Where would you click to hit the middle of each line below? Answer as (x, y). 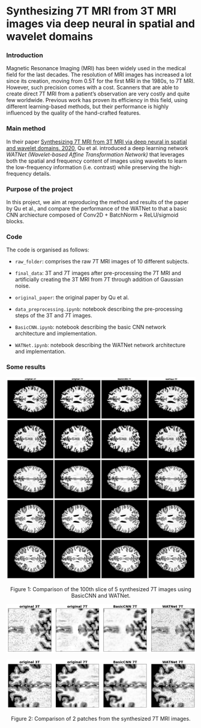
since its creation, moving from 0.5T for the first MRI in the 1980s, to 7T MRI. (100, 81)
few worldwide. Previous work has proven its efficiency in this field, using (97, 100)
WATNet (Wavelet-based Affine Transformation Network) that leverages (95, 154)
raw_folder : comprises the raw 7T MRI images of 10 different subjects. (102, 262)
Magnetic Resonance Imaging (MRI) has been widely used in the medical (96, 68)
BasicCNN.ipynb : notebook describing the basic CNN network (90, 327)
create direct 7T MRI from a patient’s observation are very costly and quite (98, 94)
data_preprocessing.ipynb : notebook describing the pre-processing (99, 309)
